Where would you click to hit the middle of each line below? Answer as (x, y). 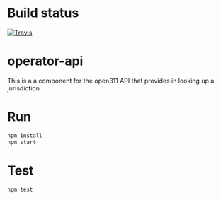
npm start (22, 142)
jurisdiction (24, 88)
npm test (20, 189)
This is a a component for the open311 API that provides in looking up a (111, 81)
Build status (43, 13)
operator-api (45, 61)
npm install (25, 136)
